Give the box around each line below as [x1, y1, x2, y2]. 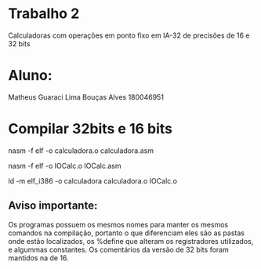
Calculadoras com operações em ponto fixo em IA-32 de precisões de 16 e [8, 31, 250, 40]
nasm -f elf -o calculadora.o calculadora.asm [8, 146, 154, 155]
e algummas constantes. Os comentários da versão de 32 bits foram [8, 245, 229, 254]
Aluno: [8, 67, 53, 85]
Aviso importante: [8, 199, 98, 213]
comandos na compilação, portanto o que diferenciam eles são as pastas [8, 228, 245, 238]
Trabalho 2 [8, 5, 80, 23]
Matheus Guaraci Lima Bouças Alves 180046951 [8, 92, 165, 102]
